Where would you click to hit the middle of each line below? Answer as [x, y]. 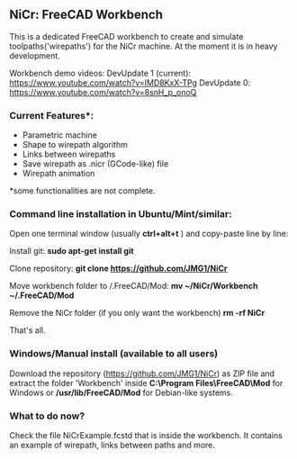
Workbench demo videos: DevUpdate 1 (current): [100, 73]
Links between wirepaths [69, 154]
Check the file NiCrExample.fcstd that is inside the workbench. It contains [146, 435]
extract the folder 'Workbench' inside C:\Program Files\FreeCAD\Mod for [146, 382]
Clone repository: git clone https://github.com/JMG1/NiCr [118, 268]
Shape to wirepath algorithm [75, 145]
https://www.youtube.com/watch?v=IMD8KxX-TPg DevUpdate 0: [130, 82]
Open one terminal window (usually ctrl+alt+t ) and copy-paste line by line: [149, 234]
